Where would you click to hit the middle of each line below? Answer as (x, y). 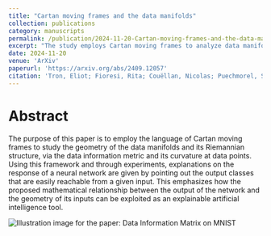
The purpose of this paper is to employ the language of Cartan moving (125, 138)
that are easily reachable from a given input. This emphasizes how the (125, 181)
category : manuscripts (46, 31)
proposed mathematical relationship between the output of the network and (134, 190)
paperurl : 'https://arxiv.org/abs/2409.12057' (88, 69)
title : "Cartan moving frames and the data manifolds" (102, 16)
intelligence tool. (36, 207)
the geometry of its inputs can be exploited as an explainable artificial (124, 198)
